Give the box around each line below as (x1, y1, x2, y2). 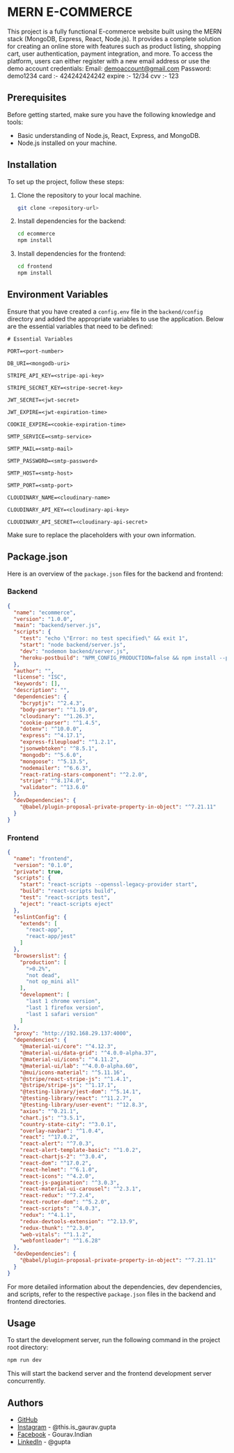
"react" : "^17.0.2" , (19, 1134, 79, 1141)
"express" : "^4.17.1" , (19, 732, 86, 739)
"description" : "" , (13, 687, 70, 694)
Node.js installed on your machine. (17, 139, 117, 147)
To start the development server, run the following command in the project (7, 1336, 221, 1344)
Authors (7, 1397, 44, 1408)
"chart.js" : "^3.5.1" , (19, 1114, 86, 1121)
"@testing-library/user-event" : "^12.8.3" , (19, 1102, 148, 1109)
